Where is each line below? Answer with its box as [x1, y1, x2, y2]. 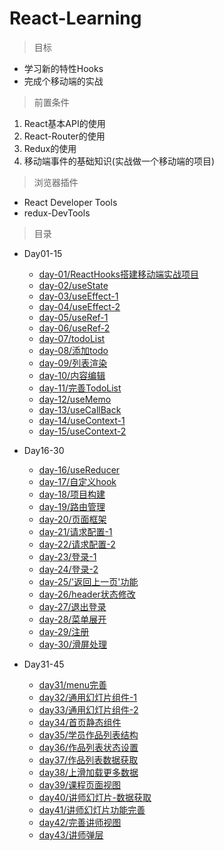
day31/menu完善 [38, 678, 108, 691]
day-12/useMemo [38, 393, 112, 405]
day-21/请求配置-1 [38, 525, 113, 537]
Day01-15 [23, 247, 63, 259]
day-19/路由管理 [38, 500, 106, 512]
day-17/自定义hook [38, 475, 117, 487]
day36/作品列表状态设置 [38, 741, 139, 753]
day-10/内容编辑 [38, 369, 106, 381]
